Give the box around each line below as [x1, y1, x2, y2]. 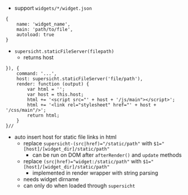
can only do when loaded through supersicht [23, 182, 136, 189]
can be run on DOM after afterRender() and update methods [32, 151, 182, 159]
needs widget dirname [23, 176, 79, 182]
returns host [23, 54, 54, 61]
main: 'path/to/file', [16, 26, 73, 32]
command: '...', [16, 71, 58, 77]
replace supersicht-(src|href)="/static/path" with [23, 140, 153, 147]
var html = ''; [27, 86, 65, 92]
